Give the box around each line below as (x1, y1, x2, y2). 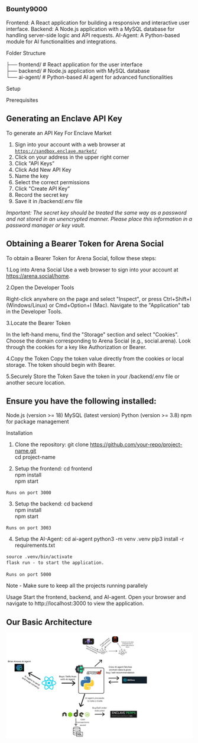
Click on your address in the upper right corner (14, 153, 129, 161)
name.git (14, 447, 37, 454)
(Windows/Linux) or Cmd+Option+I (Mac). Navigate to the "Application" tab (6, 302, 190, 309)
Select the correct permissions (14, 178, 90, 185)
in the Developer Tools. (6, 308, 63, 315)
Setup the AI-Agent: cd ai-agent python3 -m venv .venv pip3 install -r (14, 536, 184, 543)
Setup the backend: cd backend (14, 500, 93, 507)
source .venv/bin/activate (6, 554, 73, 560)
